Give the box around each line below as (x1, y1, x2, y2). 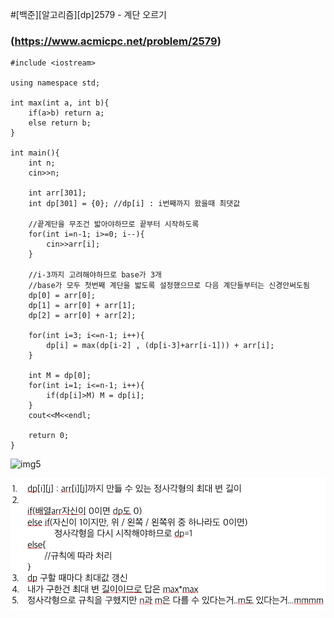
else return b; (28, 118, 92, 128)
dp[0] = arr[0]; (28, 291, 97, 301)
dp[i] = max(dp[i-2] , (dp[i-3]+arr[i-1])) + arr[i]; (46, 341, 275, 351)
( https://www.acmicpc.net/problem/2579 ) (10, 34, 222, 48)
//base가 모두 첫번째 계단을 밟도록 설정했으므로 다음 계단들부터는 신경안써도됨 (28, 281, 310, 291)
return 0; (28, 431, 70, 441)
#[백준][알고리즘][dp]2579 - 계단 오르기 (10, 9, 167, 20)
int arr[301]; (28, 188, 87, 198)
